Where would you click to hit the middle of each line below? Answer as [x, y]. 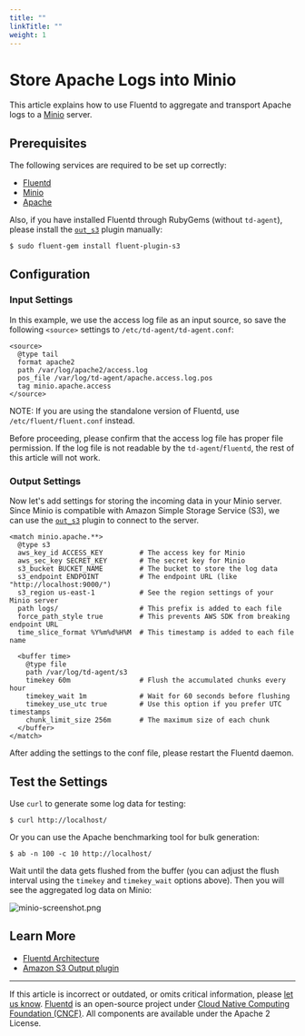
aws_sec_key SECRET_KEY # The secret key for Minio [132, 561]
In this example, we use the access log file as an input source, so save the [148, 320]
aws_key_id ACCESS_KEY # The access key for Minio [132, 553]
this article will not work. [55, 457]
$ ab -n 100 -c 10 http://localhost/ [81, 853]
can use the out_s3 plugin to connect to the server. [104, 521]
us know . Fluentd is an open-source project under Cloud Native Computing [150, 1003]
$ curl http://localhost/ [58, 820]
